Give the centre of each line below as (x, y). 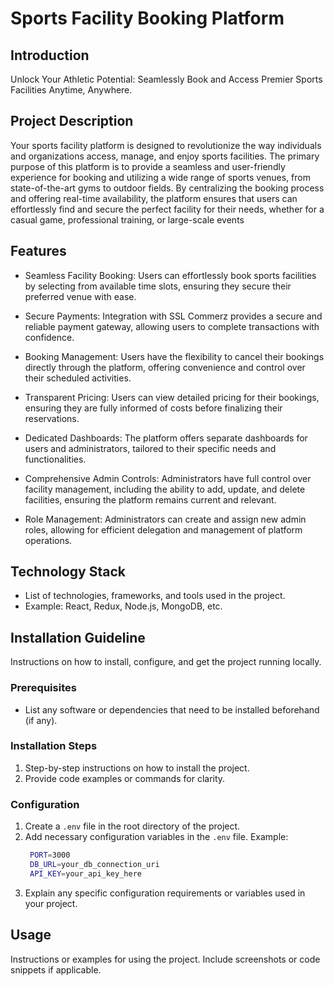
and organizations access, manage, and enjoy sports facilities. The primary (165, 156)
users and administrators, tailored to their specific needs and (150, 448)
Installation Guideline (78, 637)
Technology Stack (68, 572)
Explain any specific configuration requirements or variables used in (165, 893)
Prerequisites (43, 688)
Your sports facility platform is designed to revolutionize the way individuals (166, 145)
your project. (51, 903)
